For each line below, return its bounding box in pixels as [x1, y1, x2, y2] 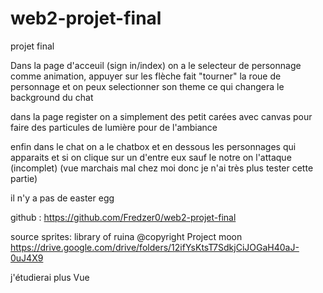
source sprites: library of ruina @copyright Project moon [10, 230, 243, 242]
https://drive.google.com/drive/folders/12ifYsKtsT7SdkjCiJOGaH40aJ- [10, 241, 300, 253]
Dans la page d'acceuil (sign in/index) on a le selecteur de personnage [10, 59, 302, 71]
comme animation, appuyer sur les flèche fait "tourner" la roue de [10, 70, 282, 82]
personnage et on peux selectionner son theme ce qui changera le [10, 80, 285, 92]
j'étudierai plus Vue [10, 271, 90, 283]
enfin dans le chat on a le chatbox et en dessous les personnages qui [10, 140, 297, 152]
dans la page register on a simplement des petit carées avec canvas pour [10, 110, 313, 122]
